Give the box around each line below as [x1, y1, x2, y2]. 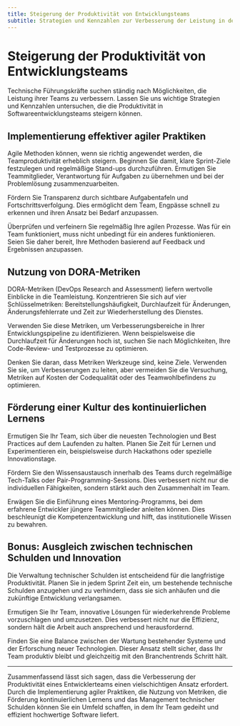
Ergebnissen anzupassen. [7, 245, 84, 254]
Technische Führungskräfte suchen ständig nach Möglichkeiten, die [7, 86, 207, 95]
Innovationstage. [7, 454, 57, 463]
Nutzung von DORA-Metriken [7, 266, 141, 278]
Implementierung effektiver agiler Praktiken [7, 130, 206, 142]
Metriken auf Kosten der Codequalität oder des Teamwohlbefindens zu [7, 373, 216, 382]
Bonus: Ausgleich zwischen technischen [7, 541, 194, 553]
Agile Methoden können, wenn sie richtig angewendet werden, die [7, 149, 203, 158]
